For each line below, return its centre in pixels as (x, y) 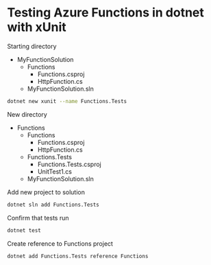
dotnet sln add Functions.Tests (53, 205)
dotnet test (24, 230)
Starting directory (32, 46)
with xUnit (37, 27)
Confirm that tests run (38, 218)
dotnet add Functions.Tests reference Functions (78, 256)
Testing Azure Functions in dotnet (105, 13)
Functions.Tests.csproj (69, 164)
